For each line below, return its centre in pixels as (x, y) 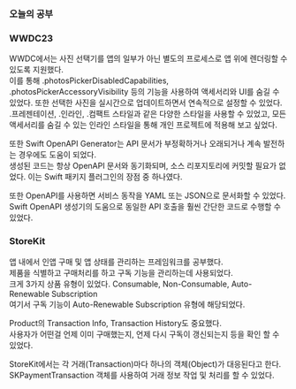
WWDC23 (31, 38)
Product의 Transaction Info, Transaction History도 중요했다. (116, 323)
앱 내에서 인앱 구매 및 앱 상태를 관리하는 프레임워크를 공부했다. (116, 262)
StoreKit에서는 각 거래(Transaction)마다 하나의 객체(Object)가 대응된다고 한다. (145, 363)
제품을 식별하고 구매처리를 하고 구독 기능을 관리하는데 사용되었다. (121, 272)
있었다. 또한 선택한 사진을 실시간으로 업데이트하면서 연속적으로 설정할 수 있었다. (146, 103)
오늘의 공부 (31, 13)
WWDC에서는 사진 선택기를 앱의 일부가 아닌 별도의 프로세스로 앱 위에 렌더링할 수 (148, 58)
